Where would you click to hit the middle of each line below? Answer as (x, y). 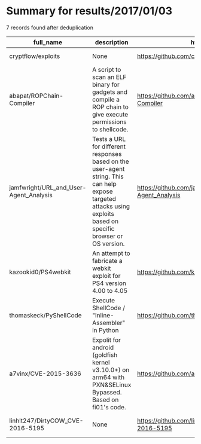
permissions (109, 122)
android (103, 347)
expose (102, 191)
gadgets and (109, 92)
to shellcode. (110, 129)
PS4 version (109, 283)
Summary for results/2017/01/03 (89, 11)
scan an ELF (109, 77)
